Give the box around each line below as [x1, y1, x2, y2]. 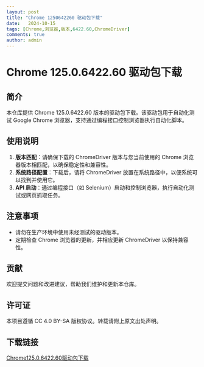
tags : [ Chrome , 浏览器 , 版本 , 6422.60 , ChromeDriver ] [6, 26, 130, 32]
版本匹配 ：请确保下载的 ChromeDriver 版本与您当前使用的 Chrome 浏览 [15, 153, 194, 160]
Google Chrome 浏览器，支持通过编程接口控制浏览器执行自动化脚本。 [13, 116, 188, 124]
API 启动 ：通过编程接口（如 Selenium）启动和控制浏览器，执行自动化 [15, 184, 189, 191]
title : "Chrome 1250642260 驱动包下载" [6, 15, 103, 21]
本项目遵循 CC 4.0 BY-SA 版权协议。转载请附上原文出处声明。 [6, 318, 162, 325]
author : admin [6, 37, 43, 43]
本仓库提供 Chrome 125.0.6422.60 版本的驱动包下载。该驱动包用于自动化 [6, 109, 190, 116]
